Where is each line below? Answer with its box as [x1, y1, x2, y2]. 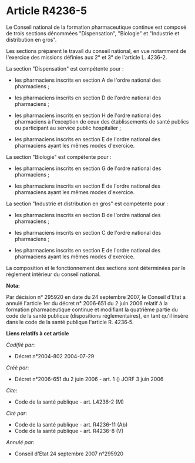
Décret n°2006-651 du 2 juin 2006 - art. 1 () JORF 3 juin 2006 [14, 375, 164, 382]
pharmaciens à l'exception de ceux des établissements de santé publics [14, 118, 189, 125]
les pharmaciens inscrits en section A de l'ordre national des [14, 76, 162, 84]
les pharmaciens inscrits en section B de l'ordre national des [14, 211, 161, 218]
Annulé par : [6, 438, 35, 445]
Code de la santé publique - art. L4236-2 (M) [14, 398, 125, 405]
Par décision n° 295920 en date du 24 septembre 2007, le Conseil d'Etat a [6, 293, 186, 301]
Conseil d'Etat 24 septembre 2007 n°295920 [14, 450, 124, 457]
